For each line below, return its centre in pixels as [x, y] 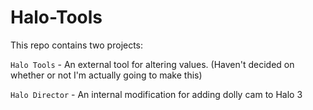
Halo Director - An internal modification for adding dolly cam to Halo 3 [156, 94]
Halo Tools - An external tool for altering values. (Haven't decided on [152, 64]
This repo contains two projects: [77, 45]
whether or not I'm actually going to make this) [106, 75]
